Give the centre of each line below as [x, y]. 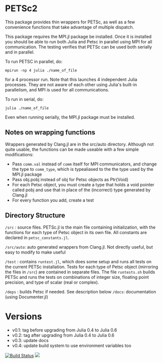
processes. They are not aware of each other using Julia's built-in [71, 84]
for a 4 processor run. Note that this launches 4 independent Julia [71, 79]
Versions [24, 316]
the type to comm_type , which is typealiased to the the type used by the [83, 169]
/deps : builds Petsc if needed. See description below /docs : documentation [81, 291]
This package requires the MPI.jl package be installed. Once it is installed [78, 36]
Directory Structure [35, 215]
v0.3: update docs [30, 340]
